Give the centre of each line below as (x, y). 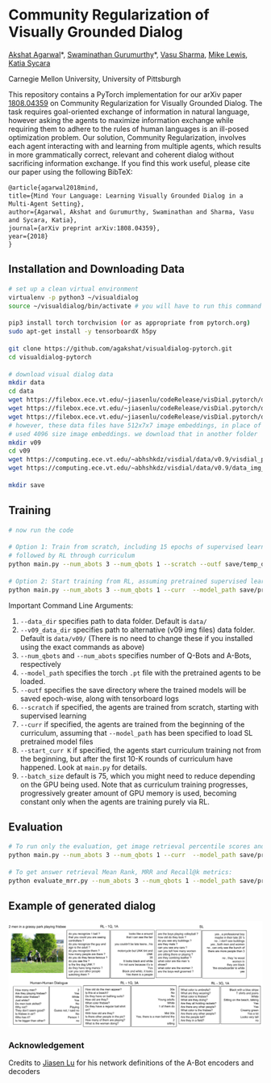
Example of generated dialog (82, 906)
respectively (41, 664)
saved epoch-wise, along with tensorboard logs (99, 699)
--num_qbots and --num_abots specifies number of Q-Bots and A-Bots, (135, 655)
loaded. (33, 681)
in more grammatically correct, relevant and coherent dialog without (121, 155)
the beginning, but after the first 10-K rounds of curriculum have (126, 758)
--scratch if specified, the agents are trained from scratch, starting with (140, 707)
